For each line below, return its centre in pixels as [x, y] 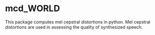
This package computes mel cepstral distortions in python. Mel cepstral [78, 22]
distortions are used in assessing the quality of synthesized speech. [74, 27]
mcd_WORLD [32, 9]
